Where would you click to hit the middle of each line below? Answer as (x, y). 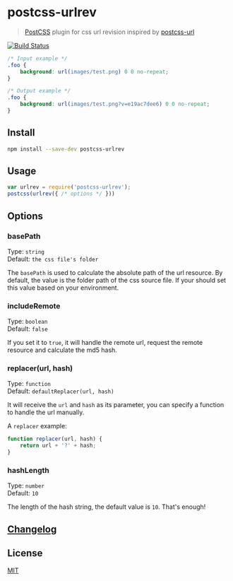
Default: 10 (23, 493)
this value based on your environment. (63, 288)
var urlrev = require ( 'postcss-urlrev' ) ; (69, 187)
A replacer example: (37, 426)
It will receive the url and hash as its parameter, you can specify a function (116, 405)
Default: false (28, 329)
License (25, 553)
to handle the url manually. (46, 412)
